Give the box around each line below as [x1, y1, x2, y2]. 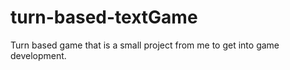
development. [10, 49, 67, 61]
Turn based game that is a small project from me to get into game [10, 39, 280, 51]
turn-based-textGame [10, 6, 198, 29]
